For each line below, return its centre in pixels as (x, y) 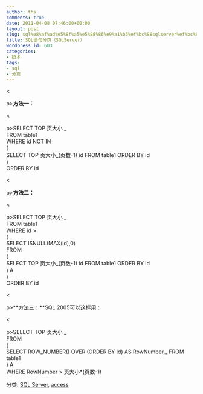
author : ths (21, 12)
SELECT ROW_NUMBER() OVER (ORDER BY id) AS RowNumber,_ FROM (95, 352)
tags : (13, 62)
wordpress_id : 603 (29, 46)
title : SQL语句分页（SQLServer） (46, 40)
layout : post (23, 29)
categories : (21, 52)
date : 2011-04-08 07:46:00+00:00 (48, 23)
